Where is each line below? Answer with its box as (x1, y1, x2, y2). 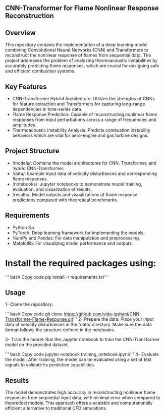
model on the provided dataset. (5, 342, 69, 348)
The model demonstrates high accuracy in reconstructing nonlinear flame (5, 389, 156, 396)
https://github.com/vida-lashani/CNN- (63, 311, 142, 317)
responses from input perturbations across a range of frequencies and (12, 117, 157, 123)
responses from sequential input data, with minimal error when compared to (5, 395, 161, 401)
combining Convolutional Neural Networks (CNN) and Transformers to (5, 47, 149, 53)
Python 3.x (12, 224, 35, 230)
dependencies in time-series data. (12, 106, 83, 112)
